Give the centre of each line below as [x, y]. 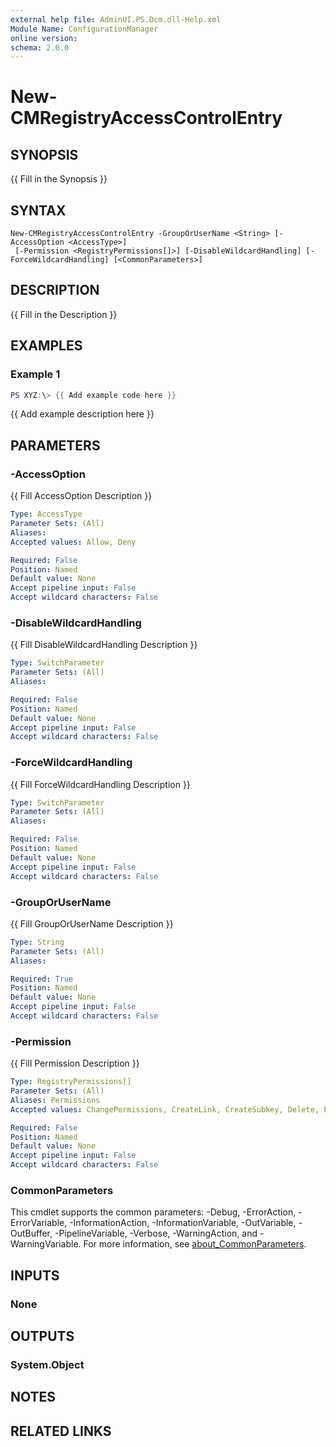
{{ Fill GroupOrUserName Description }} [92, 923]
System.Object [47, 1364]
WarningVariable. [46, 1244]
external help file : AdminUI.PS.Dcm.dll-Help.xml [116, 19]
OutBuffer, [31, 1233]
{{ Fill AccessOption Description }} [81, 496]
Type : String [37, 942]
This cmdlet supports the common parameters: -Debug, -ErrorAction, [153, 1212]
